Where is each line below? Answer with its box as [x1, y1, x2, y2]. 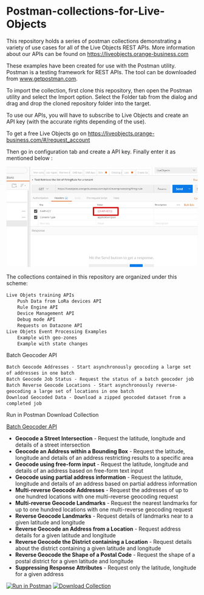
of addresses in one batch [6, 370, 75, 376]
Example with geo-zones [17, 335, 78, 341]
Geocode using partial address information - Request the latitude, [15, 473, 183, 481]
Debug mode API [17, 316, 56, 322]
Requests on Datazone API [17, 322, 83, 329]
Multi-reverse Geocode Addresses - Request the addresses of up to [15, 486, 189, 493]
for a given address [15, 570, 64, 577]
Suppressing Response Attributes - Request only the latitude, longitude [15, 564, 197, 571]
